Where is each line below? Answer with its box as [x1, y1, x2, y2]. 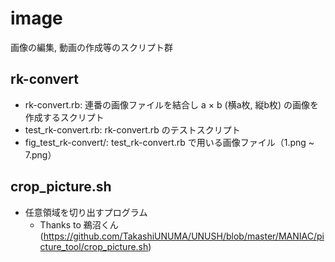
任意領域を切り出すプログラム [24, 206, 148, 218]
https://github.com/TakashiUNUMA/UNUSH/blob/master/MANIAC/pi [43, 230, 325, 242]
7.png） [24, 148, 57, 161]
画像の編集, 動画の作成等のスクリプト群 [10, 41, 173, 53]
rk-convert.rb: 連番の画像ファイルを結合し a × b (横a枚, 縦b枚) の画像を [24, 98, 320, 111]
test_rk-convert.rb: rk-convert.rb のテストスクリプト [24, 123, 241, 136]
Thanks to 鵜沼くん [39, 218, 119, 231]
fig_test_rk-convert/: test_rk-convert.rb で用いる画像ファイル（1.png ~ [24, 136, 315, 148]
